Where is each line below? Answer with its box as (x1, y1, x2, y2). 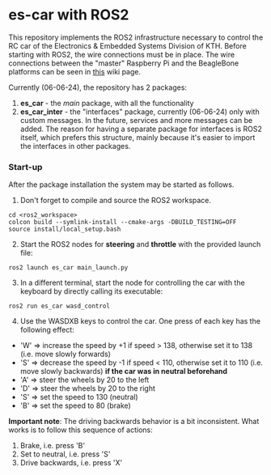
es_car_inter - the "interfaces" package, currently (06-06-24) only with (19, 107, 260, 117)
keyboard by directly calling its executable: (19, 286, 163, 296)
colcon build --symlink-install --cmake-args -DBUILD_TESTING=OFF (8, 218, 237, 227)
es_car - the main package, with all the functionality (19, 98, 194, 108)
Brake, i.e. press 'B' (19, 441, 86, 451)
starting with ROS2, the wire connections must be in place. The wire (8, 49, 235, 59)
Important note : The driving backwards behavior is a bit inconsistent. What (8, 417, 260, 426)
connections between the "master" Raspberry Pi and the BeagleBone (8, 58, 239, 68)
